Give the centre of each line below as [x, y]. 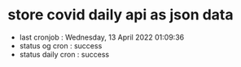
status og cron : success [61, 45]
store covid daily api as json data [120, 15]
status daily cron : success [64, 54]
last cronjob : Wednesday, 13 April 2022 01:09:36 [102, 37]
